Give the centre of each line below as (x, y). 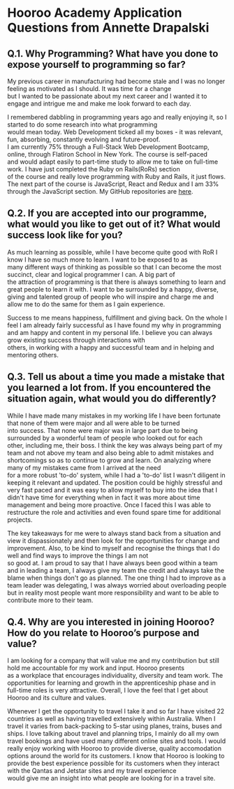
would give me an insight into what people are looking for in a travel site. (111, 779)
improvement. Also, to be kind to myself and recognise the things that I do (114, 548)
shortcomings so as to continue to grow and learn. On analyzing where (109, 460)
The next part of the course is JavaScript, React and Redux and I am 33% (113, 184)
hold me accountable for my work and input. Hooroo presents (96, 668)
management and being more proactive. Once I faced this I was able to (109, 504)
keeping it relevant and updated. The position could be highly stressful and (115, 482)
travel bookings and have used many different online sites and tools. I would (117, 741)
